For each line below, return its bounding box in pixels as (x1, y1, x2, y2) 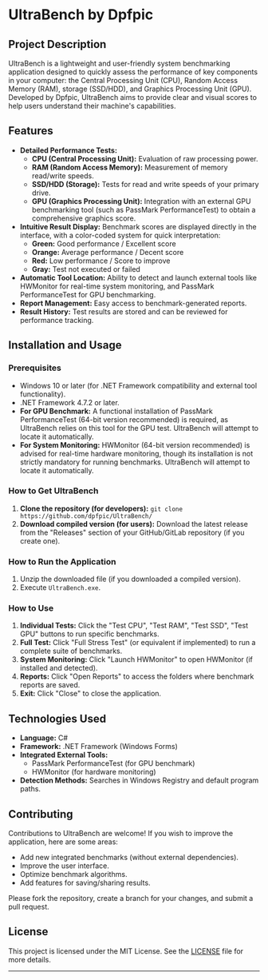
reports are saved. (19, 680, 81, 690)
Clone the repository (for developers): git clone (19, 504, 183, 513)
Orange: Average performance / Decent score (31, 247, 184, 257)
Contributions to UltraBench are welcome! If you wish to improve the (8, 829, 234, 839)
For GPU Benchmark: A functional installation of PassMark (19, 406, 213, 416)
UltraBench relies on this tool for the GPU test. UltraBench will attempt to (19, 423, 259, 432)
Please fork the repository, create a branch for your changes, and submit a (8, 894, 254, 903)
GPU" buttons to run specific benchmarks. (19, 629, 160, 639)
